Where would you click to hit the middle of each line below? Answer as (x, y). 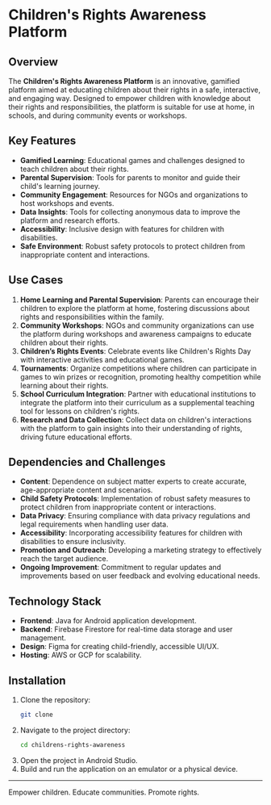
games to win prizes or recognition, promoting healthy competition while (140, 376)
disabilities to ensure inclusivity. (73, 542)
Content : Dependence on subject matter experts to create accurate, (133, 481)
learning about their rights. (64, 385)
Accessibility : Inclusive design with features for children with (122, 229)
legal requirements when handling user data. (94, 524)
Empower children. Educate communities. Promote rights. (104, 792)
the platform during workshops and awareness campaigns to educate (135, 333)
